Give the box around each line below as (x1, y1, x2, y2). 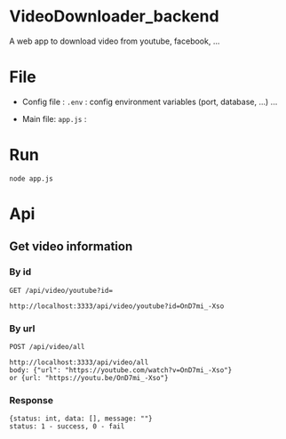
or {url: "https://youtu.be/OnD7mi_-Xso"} (9, 373, 169, 382)
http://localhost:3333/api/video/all (9, 358, 149, 367)
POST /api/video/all (9, 342, 86, 351)
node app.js (9, 174, 53, 183)
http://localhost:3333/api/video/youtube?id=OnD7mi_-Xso (9, 301, 225, 311)
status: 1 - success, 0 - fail (9, 422, 125, 431)
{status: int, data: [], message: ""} (9, 414, 153, 424)
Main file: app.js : (21, 113, 87, 124)
